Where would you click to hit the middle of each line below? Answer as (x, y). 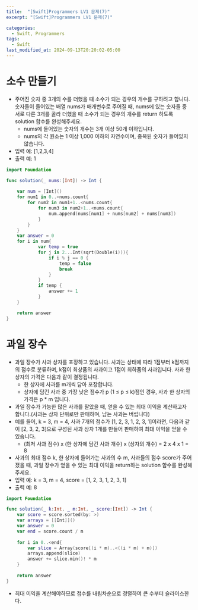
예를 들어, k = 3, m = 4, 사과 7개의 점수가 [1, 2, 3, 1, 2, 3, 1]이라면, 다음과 (99, 421)
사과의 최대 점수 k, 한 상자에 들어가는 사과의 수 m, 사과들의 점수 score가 (98, 457)
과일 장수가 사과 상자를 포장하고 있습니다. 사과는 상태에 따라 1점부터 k (95, 362)
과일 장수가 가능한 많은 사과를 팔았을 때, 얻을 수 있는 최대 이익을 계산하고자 (101, 406)
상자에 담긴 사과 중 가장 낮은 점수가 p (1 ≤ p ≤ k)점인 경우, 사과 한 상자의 (107, 392)
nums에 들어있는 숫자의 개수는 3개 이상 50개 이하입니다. (89, 129)
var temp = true (58, 247)
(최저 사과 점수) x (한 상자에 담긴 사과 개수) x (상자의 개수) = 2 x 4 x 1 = (106, 443)
